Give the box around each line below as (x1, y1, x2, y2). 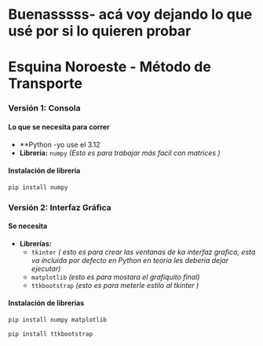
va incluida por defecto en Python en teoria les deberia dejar (31, 255, 229, 264)
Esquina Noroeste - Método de (8, 58, 212, 76)
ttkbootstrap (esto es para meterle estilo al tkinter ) (31, 280, 199, 290)
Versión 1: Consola (8, 103, 81, 114)
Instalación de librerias (8, 298, 85, 308)
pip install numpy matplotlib (8, 315, 108, 323)
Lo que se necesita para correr (8, 122, 110, 131)
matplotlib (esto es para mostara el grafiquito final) (31, 272, 200, 282)
